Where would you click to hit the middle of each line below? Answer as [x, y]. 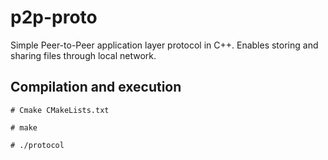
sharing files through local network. [83, 55]
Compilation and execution [96, 87]
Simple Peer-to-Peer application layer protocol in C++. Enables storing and [164, 45]
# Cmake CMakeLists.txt [60, 110]
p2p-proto [54, 17]
